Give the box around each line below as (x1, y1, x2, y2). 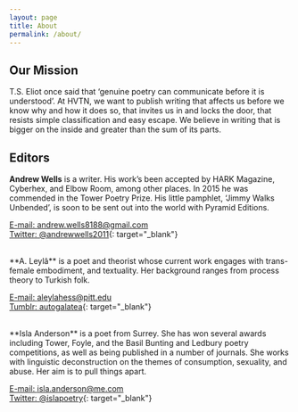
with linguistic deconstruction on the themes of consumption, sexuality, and (9, 357, 287, 367)
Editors (9, 150, 51, 165)
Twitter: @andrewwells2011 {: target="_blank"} (9, 229, 178, 239)
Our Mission (9, 62, 79, 78)
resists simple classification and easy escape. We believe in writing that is (9, 115, 281, 126)
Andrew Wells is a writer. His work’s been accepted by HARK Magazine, (9, 174, 275, 184)
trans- (265, 256, 288, 266)
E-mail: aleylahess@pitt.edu (9, 292, 112, 302)
